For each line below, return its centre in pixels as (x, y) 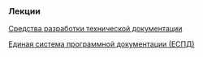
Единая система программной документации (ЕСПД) (101, 44)
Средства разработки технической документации (95, 29)
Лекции (24, 11)
